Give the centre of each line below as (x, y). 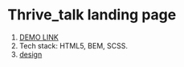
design (31, 54)
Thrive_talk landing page (92, 15)
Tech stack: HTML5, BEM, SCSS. (73, 45)
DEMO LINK (39, 37)
